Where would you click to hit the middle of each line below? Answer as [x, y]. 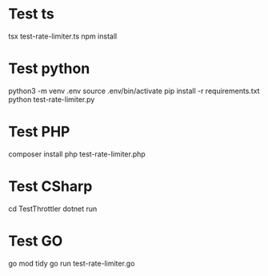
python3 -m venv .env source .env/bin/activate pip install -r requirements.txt [134, 91]
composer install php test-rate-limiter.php [77, 154]
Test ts [31, 14]
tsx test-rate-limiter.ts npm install [63, 36]
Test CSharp [50, 186]
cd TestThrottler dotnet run [53, 209]
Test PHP [39, 132]
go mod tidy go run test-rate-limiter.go [72, 263]
